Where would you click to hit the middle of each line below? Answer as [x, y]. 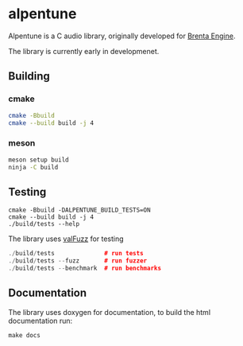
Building [29, 76]
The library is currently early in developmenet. [84, 51]
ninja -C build [33, 167]
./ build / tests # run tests [76, 254]
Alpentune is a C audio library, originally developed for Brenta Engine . [122, 36]
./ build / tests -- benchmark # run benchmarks [85, 268]
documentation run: [40, 321]
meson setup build [39, 160]
